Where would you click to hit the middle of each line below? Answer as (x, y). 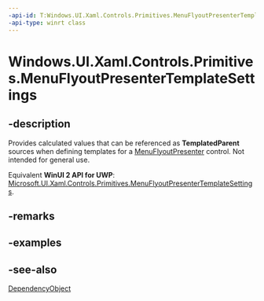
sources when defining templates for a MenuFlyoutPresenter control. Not (126, 151)
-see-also (33, 269)
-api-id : (22, 15)
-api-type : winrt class (47, 23)
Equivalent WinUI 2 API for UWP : (62, 174)
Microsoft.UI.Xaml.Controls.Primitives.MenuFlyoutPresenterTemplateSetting (130, 183)
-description (39, 124)
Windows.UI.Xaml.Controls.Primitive (131, 62)
